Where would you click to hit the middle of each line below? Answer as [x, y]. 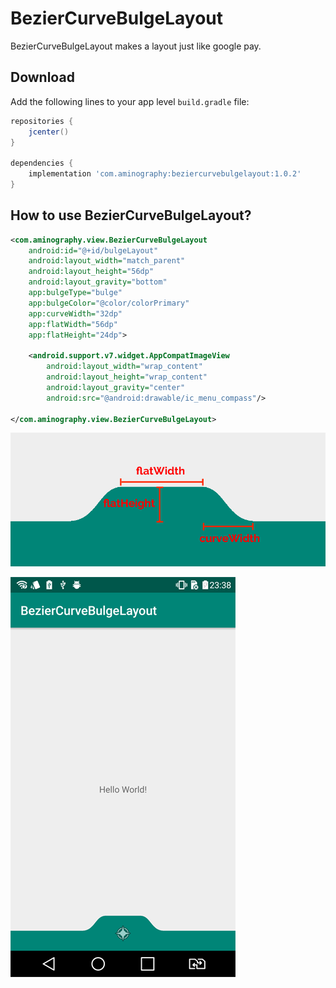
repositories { [42, 121]
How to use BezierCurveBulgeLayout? [131, 215]
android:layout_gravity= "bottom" [98, 282]
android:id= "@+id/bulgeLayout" [93, 250]
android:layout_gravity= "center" [116, 387]
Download [42, 77]
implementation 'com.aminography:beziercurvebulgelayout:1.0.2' [165, 174]
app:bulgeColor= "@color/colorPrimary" [109, 303]
